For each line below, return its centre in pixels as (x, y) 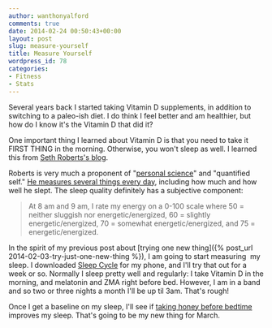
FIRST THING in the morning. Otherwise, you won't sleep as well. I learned (133, 149)
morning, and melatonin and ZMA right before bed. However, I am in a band (135, 282)
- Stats (22, 84)
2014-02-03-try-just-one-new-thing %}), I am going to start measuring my (135, 256)
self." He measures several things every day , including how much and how (133, 181)
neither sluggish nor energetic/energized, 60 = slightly (119, 214)
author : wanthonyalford (49, 16)
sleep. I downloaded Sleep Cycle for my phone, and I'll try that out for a (128, 265)
